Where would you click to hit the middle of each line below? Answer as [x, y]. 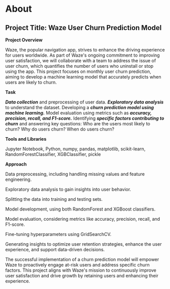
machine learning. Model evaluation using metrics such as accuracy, [79, 113]
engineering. [19, 179]
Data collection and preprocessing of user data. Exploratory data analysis [84, 102]
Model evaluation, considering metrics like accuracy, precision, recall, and [83, 219]
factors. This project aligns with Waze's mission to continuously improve [81, 270]
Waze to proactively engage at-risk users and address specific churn [77, 265]
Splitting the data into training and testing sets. [54, 199]
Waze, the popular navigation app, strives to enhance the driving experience [85, 50]
